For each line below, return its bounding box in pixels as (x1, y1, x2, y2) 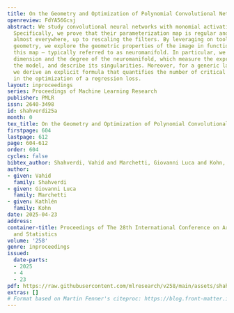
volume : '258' (7, 237, 49, 244)
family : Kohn (13, 205, 52, 212)
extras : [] (7, 289, 39, 296)
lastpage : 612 (7, 133, 49, 140)
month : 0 (7, 114, 33, 121)
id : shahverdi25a (7, 107, 58, 114)
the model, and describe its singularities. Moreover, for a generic (13, 62, 219, 69)
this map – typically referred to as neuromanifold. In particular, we (13, 49, 226, 56)
